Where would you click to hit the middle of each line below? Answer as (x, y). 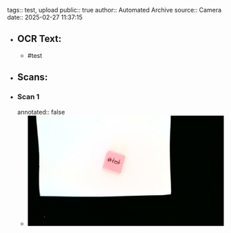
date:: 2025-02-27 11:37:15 (45, 17)
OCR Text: (39, 39)
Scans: (32, 78)
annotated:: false (41, 112)
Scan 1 (28, 97)
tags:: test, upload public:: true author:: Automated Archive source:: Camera (114, 10)
